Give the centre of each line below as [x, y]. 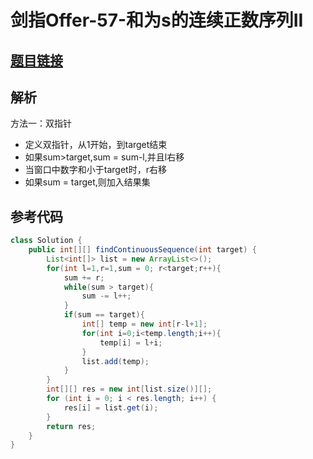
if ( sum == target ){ [104, 315]
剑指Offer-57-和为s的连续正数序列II [157, 20]
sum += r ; [84, 277]
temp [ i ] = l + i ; [131, 342]
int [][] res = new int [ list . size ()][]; [129, 389]
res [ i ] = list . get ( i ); [111, 407]
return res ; [71, 426]
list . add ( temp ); [115, 361]
